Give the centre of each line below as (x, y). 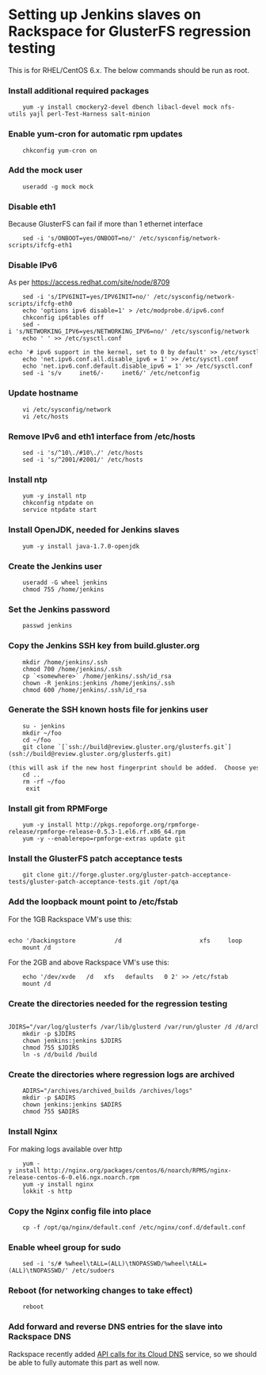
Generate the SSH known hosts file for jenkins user (108, 709)
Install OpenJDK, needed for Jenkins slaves (94, 530)
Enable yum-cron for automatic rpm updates (96, 134)
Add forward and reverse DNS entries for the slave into (116, 1327)
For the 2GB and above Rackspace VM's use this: (89, 962)
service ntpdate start (60, 510)
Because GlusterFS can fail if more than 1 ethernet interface (106, 224)
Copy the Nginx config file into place (80, 1211)
